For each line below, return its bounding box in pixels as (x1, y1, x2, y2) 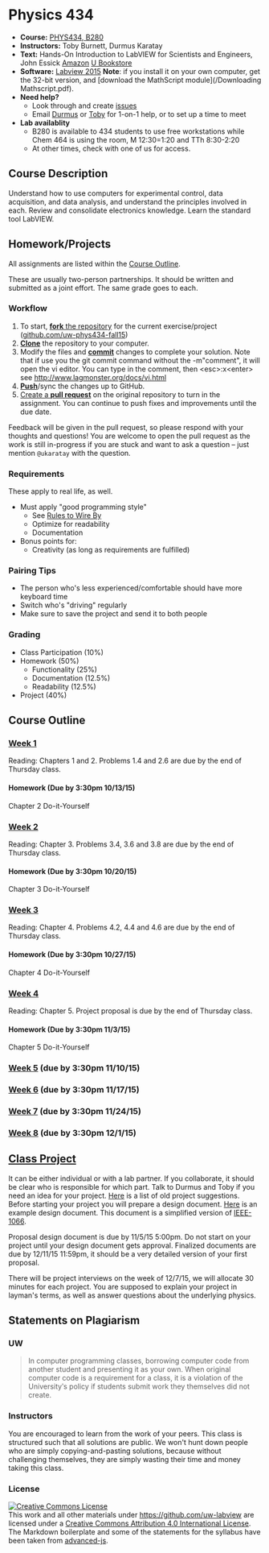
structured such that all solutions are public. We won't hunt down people (8, 1437, 249, 1447)
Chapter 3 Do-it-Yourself (8, 884, 90, 894)
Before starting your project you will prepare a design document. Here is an (8, 1199, 258, 1209)
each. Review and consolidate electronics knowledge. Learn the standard (8, 205, 251, 215)
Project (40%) (19, 690, 67, 700)
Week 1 (8, 738, 38, 749)
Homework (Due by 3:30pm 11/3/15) (8, 1025, 131, 1034)
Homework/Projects (8, 238, 111, 251)
